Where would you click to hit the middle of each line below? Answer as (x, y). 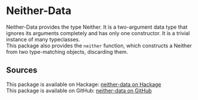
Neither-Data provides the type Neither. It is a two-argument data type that (97, 27)
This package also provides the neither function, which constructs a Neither (99, 46)
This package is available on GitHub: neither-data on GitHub (79, 90)
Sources (22, 70)
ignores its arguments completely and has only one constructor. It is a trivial (98, 33)
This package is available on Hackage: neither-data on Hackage (84, 84)
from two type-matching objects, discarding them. (67, 51)
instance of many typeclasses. (43, 39)
